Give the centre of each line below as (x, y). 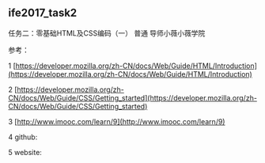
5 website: (25, 152)
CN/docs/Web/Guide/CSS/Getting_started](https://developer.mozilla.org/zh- (132, 97)
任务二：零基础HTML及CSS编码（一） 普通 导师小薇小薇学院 (107, 33)
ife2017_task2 (43, 13)
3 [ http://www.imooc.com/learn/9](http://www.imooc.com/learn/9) (117, 121)
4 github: (23, 137)
